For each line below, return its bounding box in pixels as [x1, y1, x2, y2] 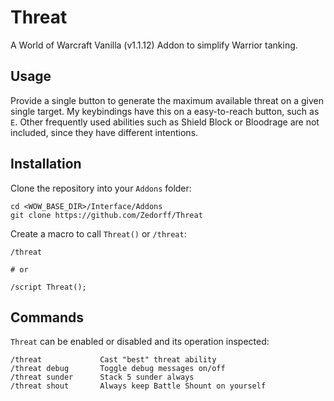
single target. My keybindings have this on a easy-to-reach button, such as [10, 105, 320, 117]
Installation [10, 156, 82, 173]
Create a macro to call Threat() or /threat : [10, 227, 187, 240]
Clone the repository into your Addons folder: [10, 182, 192, 194]
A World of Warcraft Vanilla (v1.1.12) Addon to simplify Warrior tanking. [10, 39, 298, 51]
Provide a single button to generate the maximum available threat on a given [10, 94, 324, 106]
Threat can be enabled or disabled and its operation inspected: [10, 336, 270, 348]
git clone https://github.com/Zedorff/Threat [10, 210, 203, 220]
